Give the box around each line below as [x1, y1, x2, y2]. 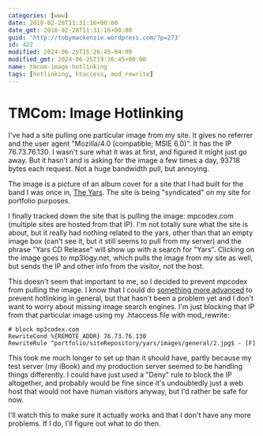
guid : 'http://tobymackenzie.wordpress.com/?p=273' [8, 33, 182, 42]
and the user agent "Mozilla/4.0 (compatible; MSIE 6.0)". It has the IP [8, 139, 232, 148]
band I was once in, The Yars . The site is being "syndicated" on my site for [8, 187, 251, 197]
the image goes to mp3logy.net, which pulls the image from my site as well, [8, 253, 254, 263]
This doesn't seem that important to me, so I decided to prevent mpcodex [8, 277, 248, 286]
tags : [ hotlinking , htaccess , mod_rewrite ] [8, 70, 154, 78]
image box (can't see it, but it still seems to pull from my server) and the [8, 236, 242, 245]
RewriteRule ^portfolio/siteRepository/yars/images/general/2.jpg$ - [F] [8, 339, 257, 347]
